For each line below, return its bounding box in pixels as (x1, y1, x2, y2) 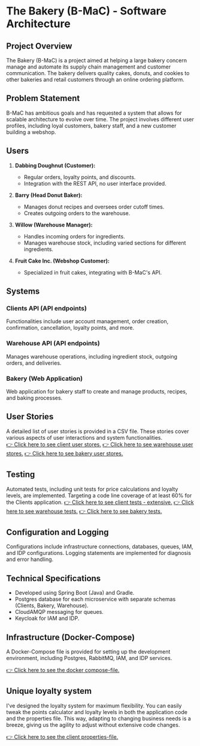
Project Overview (6, 41, 72, 51)
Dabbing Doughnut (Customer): (14, 162, 96, 169)
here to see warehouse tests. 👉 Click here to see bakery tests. (6, 508, 162, 515)
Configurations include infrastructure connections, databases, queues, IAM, (6, 543, 193, 550)
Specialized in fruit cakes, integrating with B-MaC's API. (23, 268, 162, 276)
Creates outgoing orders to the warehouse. (23, 209, 131, 217)
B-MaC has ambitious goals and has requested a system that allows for (6, 109, 182, 117)
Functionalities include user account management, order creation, (6, 318, 169, 325)
